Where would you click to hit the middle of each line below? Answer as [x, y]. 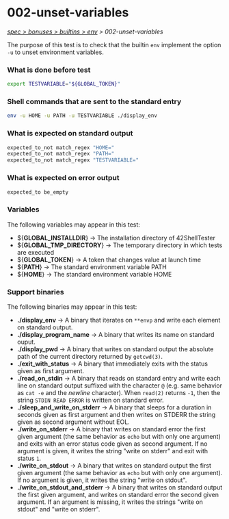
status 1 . [29, 458]
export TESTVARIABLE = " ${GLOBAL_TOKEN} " [64, 84]
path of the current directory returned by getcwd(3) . [90, 356]
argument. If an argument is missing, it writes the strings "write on [110, 502]
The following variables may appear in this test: [73, 225]
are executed [36, 252]
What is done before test [49, 70]
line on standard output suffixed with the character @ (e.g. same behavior [119, 385]
